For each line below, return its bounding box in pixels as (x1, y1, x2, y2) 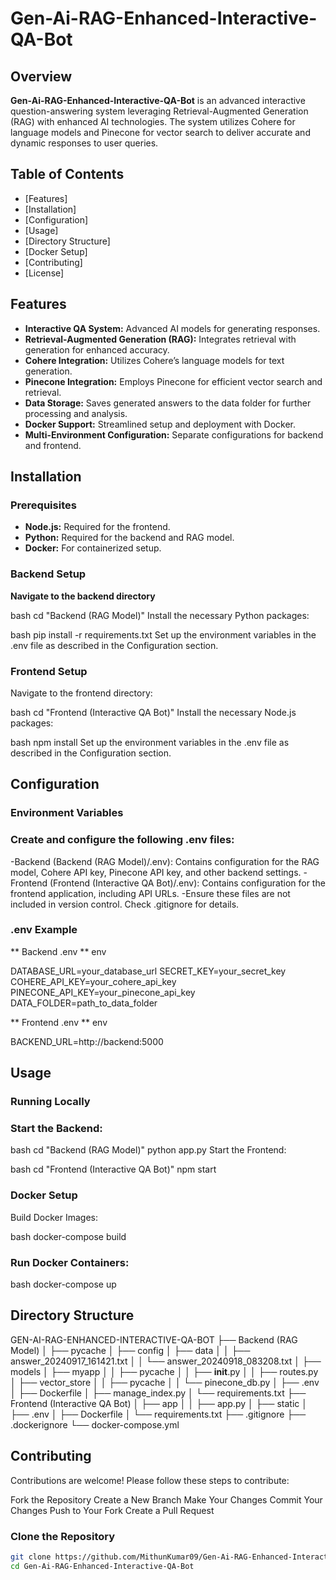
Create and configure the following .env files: (10, 833, 235, 847)
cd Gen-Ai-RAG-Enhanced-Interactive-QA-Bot (10, 1561, 195, 1571)
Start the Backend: (10, 1122, 103, 1136)
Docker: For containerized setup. (24, 542, 162, 554)
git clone (10, 1552, 52, 1562)
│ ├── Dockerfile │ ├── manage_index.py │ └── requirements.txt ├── (10, 1387, 307, 1399)
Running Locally (10, 1095, 91, 1109)
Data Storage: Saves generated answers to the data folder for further (24, 397, 312, 409)
